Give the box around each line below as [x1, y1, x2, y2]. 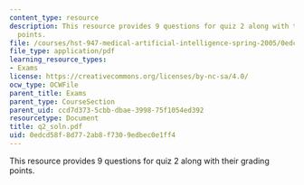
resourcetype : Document [9, 114, 100, 123]
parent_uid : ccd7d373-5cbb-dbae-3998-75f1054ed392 [9, 106, 204, 115]
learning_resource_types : [9, 55, 107, 64]
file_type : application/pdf [9, 47, 116, 56]
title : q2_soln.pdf [9, 123, 83, 132]
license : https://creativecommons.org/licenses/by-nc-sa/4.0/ [9, 72, 249, 81]
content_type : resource [9, 13, 100, 23]
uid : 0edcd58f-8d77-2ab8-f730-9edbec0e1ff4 [9, 131, 176, 140]
